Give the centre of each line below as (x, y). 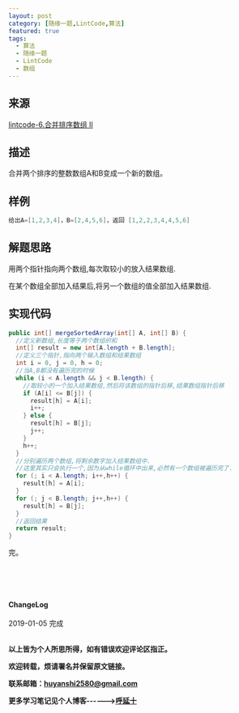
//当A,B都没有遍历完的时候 (55, 371)
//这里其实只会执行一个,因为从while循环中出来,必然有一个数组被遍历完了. (124, 469)
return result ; (41, 528)
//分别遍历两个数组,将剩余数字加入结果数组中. (83, 461)
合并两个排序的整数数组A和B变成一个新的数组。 (88, 173)
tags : (17, 38)
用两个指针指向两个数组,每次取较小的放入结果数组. (92, 269)
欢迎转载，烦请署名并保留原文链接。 (69, 666)
